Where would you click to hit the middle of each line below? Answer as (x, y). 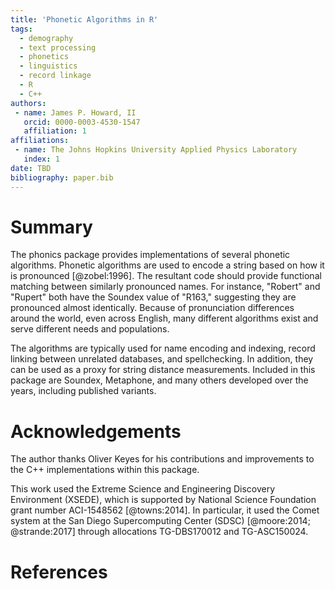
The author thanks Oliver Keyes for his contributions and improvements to (162, 459)
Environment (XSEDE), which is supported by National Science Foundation (163, 500)
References (59, 572)
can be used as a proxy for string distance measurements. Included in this (163, 370)
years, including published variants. (83, 391)
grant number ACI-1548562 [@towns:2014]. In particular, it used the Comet (165, 510)
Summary (51, 227)
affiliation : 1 (55, 131)
